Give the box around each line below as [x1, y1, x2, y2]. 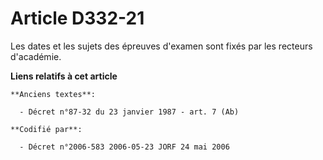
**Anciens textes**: [10, 89, 97, 99]
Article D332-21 [10, 7, 145, 30]
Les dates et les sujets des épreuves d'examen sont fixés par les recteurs [10, 40, 313, 52]
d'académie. [10, 50, 62, 62]
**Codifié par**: [10, 124, 83, 134]
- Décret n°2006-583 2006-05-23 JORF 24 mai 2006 [19, 142, 230, 152]
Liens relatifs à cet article [10, 70, 118, 82]
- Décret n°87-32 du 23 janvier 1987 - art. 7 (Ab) [19, 107, 240, 117]
